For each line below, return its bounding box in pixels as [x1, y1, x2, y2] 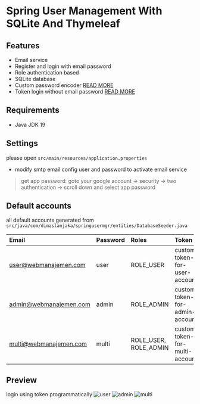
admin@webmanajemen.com [9, 300, 90, 309]
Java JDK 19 [14, 121, 46, 128]
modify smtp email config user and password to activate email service [14, 166, 187, 173]
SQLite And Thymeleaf [6, 17, 121, 30]
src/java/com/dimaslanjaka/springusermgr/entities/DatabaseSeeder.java [6, 223, 187, 229]
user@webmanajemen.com [9, 261, 86, 269]
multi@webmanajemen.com [9, 340, 87, 348]
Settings [6, 138, 39, 148]
